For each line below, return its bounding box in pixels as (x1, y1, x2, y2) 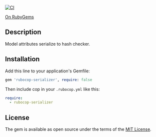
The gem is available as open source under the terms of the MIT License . (5, 126, 152, 132)
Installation (5, 55, 40, 63)
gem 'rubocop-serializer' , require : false (5, 77, 92, 82)
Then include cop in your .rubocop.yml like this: (5, 86, 100, 92)
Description (5, 28, 41, 36)
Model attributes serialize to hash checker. (5, 41, 90, 47)
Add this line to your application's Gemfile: (5, 68, 90, 74)
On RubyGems (5, 14, 34, 19)
